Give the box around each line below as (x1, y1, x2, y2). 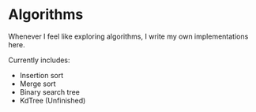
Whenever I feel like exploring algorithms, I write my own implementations (8, 32, 249, 41)
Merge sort (19, 79, 57, 88)
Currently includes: (8, 55, 70, 65)
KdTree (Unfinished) (19, 95, 86, 105)
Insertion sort (19, 70, 64, 80)
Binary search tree (19, 87, 81, 96)
